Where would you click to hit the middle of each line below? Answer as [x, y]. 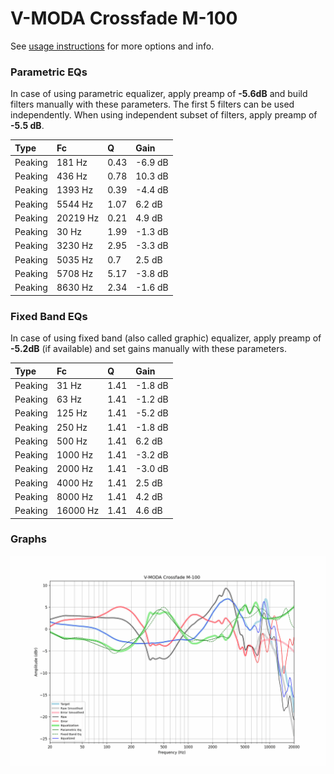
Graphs [28, 539]
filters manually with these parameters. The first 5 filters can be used [152, 104]
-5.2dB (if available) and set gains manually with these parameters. [148, 349]
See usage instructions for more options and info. [112, 46]
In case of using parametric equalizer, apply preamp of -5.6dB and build [159, 94]
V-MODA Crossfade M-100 [124, 18]
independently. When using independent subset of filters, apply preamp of [164, 115]
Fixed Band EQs [49, 316]
